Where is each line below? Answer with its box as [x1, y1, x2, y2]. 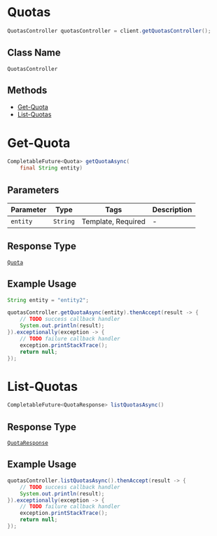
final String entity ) [20, 165, 83, 172]
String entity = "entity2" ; [7, 296, 90, 303]
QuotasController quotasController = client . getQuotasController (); [7, 27, 211, 34]
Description [152, 205, 192, 214]
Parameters [7, 184, 59, 196]
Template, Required [81, 217, 146, 226]
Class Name [7, 47, 61, 59]
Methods [7, 85, 48, 97]
